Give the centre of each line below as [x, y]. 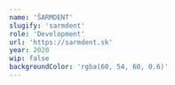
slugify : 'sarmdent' [48, 26]
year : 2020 [29, 50]
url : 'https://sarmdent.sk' [61, 42]
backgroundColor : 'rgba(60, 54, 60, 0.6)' [89, 67]
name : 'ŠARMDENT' [41, 17]
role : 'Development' [48, 34]
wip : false [29, 58]
